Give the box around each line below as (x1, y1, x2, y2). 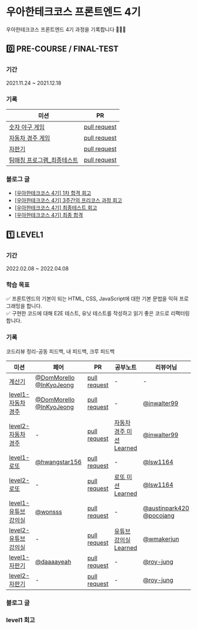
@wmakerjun (142, 535, 179, 543)
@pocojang (142, 511, 175, 519)
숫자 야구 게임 (9, 123, 45, 131)
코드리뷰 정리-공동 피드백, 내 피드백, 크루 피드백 (6, 347, 115, 355)
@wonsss (35, 508, 63, 516)
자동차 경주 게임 (9, 134, 50, 142)
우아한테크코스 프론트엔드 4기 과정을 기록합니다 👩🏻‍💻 (6, 26, 126, 33)
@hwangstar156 (35, 458, 82, 466)
